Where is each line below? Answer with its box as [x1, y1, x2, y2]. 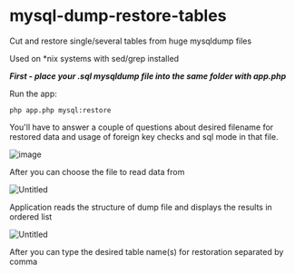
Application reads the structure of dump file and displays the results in [9, 201, 272, 212]
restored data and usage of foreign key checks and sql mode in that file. [9, 131, 279, 142]
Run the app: [9, 88, 57, 99]
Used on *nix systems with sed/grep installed [9, 53, 180, 64]
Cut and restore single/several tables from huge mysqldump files [9, 35, 252, 46]
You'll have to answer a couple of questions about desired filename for [9, 122, 274, 132]
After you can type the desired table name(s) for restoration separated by [9, 246, 284, 257]
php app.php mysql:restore [9, 105, 112, 114]
